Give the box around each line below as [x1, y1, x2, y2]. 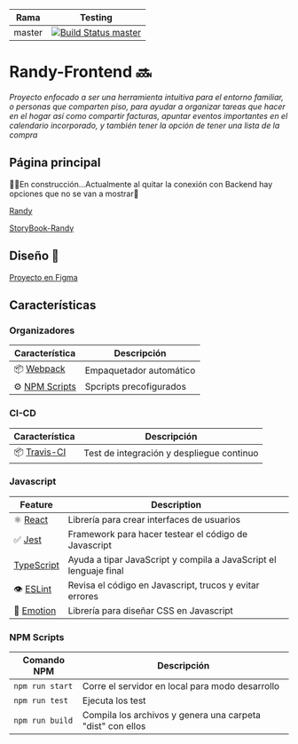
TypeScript [13, 558, 59, 571]
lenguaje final [67, 564, 124, 576]
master [13, 27, 43, 38]
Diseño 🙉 [9, 249, 59, 264]
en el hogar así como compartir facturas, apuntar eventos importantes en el [9, 110, 288, 121]
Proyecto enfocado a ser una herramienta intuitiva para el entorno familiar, [9, 91, 284, 102]
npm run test [13, 696, 69, 706]
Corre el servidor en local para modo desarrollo [82, 680, 280, 693]
